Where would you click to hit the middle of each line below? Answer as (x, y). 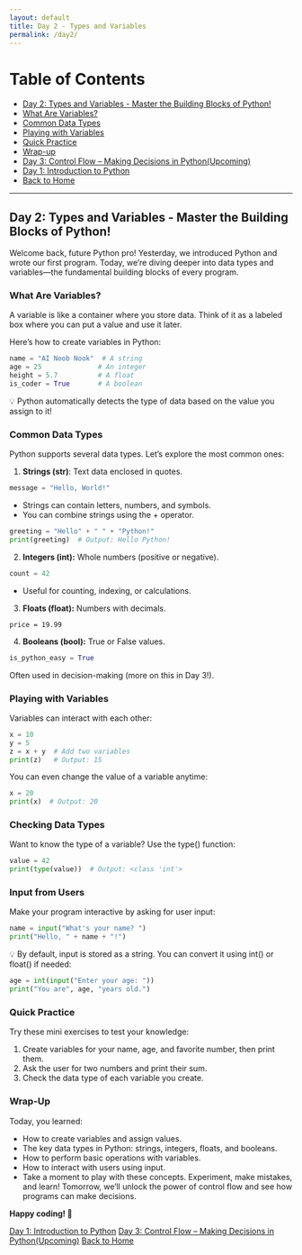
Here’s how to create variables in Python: (85, 342)
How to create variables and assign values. (102, 1138)
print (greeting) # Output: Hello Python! (90, 540)
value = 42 (30, 861)
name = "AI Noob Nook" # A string (76, 359)
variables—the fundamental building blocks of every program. (124, 272)
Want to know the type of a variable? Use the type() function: (123, 844)
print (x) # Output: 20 (54, 802)
